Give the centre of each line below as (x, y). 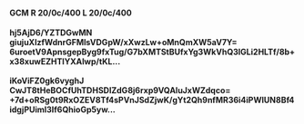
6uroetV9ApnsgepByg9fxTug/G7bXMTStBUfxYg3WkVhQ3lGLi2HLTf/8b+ (152, 52)
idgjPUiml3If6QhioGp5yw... (63, 110)
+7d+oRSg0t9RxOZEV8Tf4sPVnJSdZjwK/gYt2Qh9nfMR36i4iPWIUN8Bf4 (152, 100)
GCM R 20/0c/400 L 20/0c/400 (71, 13)
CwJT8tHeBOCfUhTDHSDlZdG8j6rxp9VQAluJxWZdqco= (120, 91)
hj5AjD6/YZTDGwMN (51, 33)
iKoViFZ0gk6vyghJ (47, 81)
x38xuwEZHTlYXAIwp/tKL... (65, 62)
